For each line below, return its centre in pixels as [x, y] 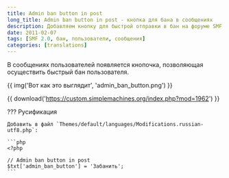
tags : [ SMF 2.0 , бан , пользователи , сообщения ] [76, 39]
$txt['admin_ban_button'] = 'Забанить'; [66, 166]
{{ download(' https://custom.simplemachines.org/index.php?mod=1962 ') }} [113, 99]
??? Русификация [32, 112]
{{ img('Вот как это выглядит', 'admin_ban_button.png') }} [90, 85]
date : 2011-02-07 [32, 33]
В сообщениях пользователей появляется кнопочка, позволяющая [105, 65]
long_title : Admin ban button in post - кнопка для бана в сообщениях [110, 20]
